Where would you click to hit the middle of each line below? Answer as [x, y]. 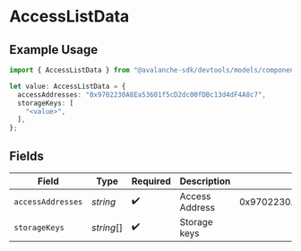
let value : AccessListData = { [68, 86]
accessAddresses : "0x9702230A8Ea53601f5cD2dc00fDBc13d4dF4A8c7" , [142, 95]
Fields [27, 156]
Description [205, 181]
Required [151, 181]
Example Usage [54, 50]
